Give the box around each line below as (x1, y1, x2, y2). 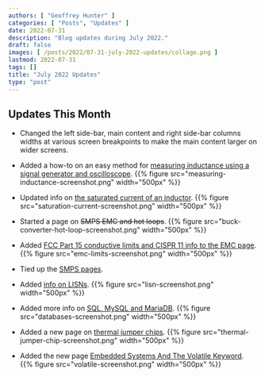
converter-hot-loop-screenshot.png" (19, 225, 140, 235)
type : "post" (8, 78, 52, 86)
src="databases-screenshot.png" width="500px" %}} (19, 312, 197, 321)
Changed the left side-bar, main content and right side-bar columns (19, 129, 241, 138)
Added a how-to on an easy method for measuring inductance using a (19, 160, 250, 171)
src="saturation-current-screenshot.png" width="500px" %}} (19, 202, 222, 211)
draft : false (8, 41, 52, 49)
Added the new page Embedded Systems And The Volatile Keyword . (19, 351, 244, 361)
